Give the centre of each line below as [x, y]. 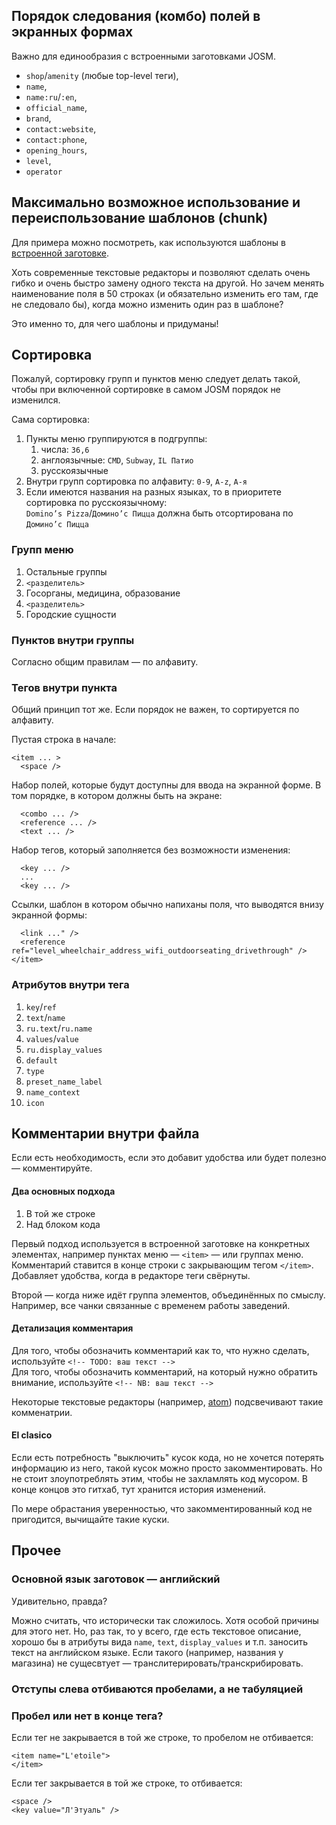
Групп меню [42, 550]
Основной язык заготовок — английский [116, 1579]
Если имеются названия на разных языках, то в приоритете [153, 492]
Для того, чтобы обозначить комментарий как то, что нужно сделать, [160, 1350]
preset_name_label [64, 1082]
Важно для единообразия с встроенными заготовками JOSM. [144, 56]
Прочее [36, 1550]
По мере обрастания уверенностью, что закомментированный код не [162, 1509]
